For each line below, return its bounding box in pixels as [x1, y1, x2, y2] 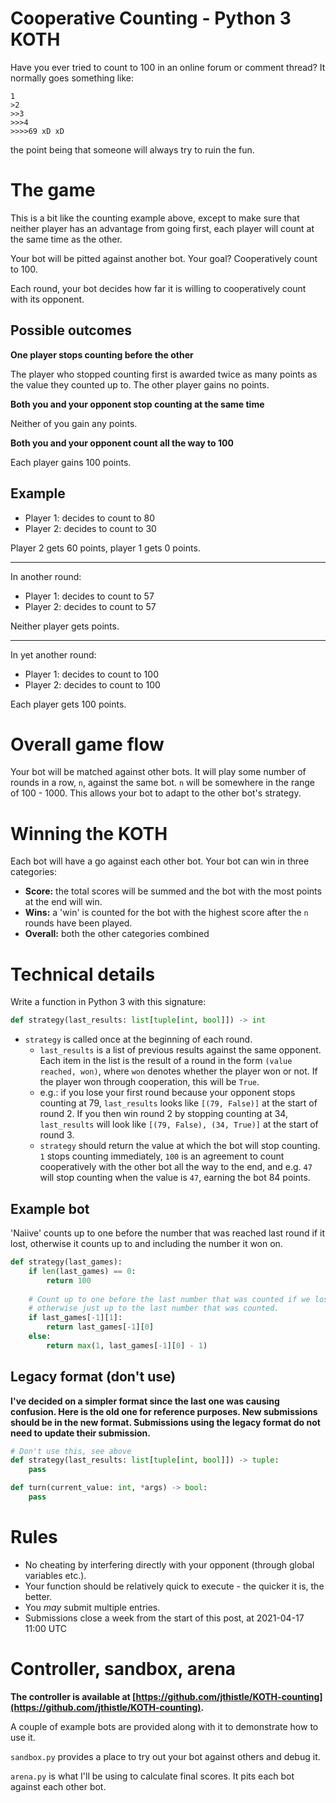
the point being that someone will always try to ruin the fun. [10, 143, 255, 156]
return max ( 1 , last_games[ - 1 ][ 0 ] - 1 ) [46, 1340, 208, 1351]
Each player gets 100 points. [10, 698, 127, 710]
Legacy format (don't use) [10, 1368, 177, 1386]
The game [10, 179, 96, 202]
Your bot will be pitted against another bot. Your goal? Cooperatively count [10, 252, 318, 264]
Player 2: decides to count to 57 [24, 600, 157, 612]
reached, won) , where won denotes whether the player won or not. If [39, 1065, 318, 1077]
